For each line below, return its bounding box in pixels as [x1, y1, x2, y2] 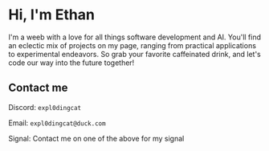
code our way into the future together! [8, 58, 135, 67]
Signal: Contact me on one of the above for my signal [8, 133, 185, 143]
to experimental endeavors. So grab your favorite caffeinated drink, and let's [8, 49, 261, 59]
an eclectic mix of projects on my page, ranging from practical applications [8, 40, 257, 50]
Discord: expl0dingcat [8, 102, 82, 112]
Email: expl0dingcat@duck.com [8, 118, 106, 128]
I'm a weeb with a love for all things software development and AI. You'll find [8, 32, 262, 42]
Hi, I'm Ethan [8, 6, 95, 24]
